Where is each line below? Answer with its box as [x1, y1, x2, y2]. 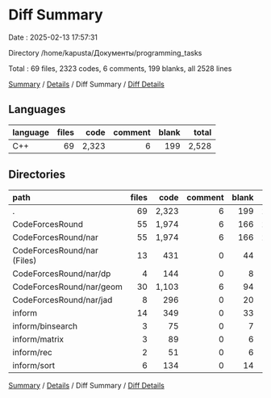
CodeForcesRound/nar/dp [12, 268, 111, 279]
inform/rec [12, 346, 52, 358]
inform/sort [12, 359, 55, 371]
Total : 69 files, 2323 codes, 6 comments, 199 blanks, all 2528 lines [8, 63, 232, 73]
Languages [8, 103, 66, 116]
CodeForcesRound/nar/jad [12, 294, 113, 305]
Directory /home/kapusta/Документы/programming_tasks [8, 48, 202, 57]
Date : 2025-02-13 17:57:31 [8, 32, 98, 42]
